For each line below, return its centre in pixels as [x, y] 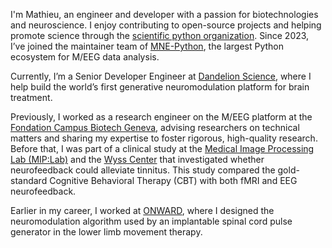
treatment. [31, 97]
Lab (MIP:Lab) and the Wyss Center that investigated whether [137, 159]
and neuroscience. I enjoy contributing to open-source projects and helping [166, 25]
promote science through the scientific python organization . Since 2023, [160, 35]
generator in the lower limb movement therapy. [106, 232]
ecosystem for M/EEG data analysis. [85, 57]
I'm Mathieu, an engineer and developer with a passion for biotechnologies [164, 14]
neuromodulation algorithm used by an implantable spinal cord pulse [151, 221]
